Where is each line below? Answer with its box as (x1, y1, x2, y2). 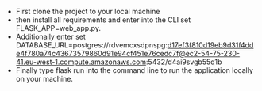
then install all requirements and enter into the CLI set (15, 15, 191, 25)
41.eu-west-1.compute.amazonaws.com (15, 57, 147, 66)
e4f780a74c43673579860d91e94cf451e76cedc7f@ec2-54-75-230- (15, 49, 241, 58)
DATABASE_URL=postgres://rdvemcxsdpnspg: (15, 40, 168, 50)
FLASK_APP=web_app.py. (15, 24, 102, 32)
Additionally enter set (15, 32, 86, 41)
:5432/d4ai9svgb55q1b (145, 57, 222, 66)
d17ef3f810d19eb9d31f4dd (167, 40, 254, 50)
